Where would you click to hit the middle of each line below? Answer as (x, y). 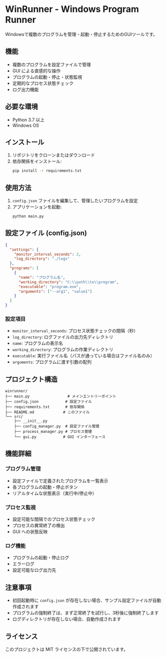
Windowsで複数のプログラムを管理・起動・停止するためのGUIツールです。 (81, 34)
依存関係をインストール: (37, 161)
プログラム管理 (23, 469)
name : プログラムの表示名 (38, 343)
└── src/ (14, 417)
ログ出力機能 (25, 89)
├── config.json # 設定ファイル (48, 402)
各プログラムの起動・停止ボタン (45, 487)
